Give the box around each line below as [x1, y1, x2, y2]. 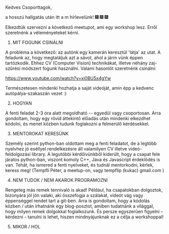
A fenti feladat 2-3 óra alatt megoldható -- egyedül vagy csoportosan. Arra [5, 110, 161, 116]
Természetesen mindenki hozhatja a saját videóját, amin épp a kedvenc [5, 85, 154, 91]
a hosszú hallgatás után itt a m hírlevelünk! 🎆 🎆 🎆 [5, 14, 109, 20]
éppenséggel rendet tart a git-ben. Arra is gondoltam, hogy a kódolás [5, 198, 150, 204]
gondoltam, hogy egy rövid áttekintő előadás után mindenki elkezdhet [5, 115, 151, 121]
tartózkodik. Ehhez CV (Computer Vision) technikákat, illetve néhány [5, 60, 148, 66]
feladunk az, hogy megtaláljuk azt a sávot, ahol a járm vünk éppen [5, 55, 143, 60]
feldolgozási [5, 151, 31, 157]
